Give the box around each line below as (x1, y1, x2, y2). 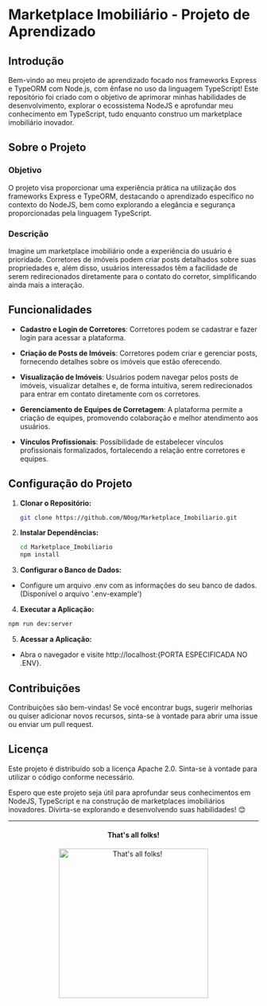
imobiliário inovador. (8, 118, 75, 127)
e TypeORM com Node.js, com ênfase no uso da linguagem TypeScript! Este (8, 84, 259, 93)
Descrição (8, 228, 49, 239)
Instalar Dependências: (19, 528, 99, 537)
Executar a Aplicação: (19, 604, 95, 615)
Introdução (8, 54, 64, 68)
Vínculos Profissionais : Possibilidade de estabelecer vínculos (19, 437, 224, 446)
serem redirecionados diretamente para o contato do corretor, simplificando (8, 271, 257, 281)
